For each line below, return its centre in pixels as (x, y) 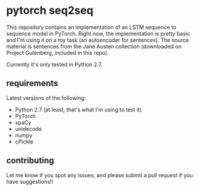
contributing (30, 161)
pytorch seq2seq (50, 11)
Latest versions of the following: (46, 98)
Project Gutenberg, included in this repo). (58, 52)
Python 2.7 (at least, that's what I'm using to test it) (78, 110)
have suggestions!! (30, 181)
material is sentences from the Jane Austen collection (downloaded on (94, 46)
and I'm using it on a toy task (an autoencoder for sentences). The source (98, 40)
